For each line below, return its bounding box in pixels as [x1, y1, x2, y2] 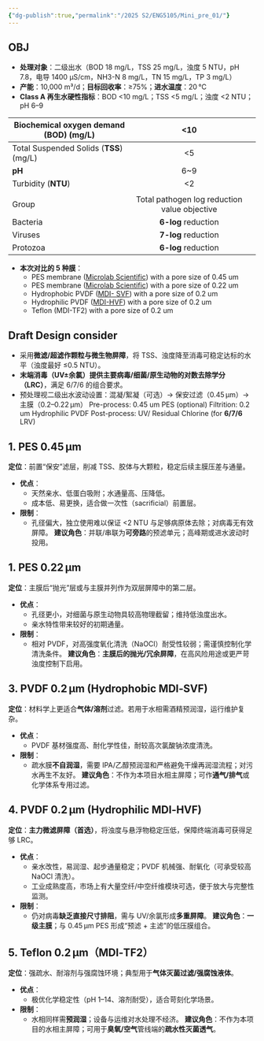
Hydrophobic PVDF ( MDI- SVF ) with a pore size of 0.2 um [31, 289, 218, 299]
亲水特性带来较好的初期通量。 [31, 619, 128, 629]
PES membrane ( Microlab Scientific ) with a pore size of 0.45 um [31, 273, 240, 282]
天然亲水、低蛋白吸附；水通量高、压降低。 [31, 489, 170, 498]
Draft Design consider [8, 329, 118, 342]
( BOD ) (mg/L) [43, 129, 96, 140]
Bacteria [12, 217, 43, 228]
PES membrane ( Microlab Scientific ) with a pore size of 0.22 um [31, 281, 239, 290]
